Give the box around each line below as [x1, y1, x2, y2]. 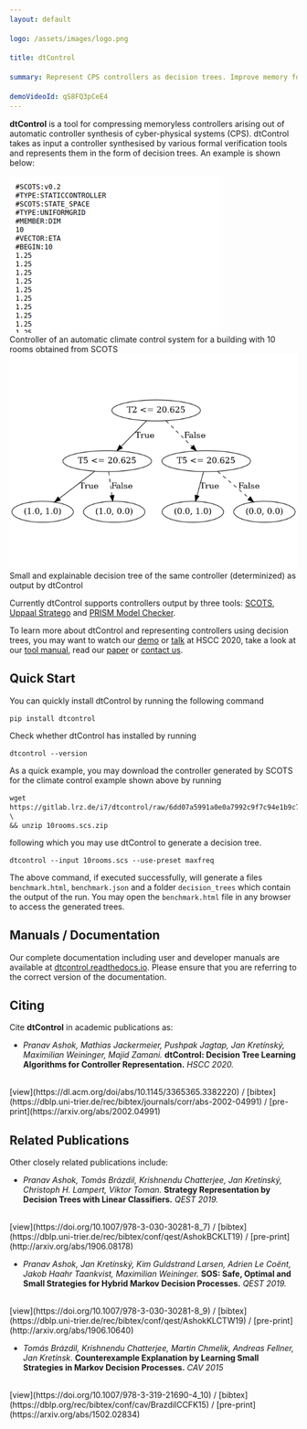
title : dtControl [9, 53, 76, 63]
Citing [9, 997, 45, 1013]
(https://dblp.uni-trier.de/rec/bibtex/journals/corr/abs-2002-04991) [9, 1096, 262, 1107]
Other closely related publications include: [9, 1157, 169, 1168]
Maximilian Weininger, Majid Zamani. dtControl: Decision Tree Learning [22, 1049, 297, 1060]
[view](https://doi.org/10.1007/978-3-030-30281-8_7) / [9, 1221, 217, 1232]
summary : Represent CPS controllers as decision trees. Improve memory [9, 73, 288, 82]
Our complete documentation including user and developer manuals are [9, 951, 281, 962]
